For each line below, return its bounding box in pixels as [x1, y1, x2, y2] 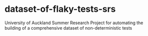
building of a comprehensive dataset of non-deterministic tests [4, 25, 132, 31]
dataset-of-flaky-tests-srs [4, 3, 116, 15]
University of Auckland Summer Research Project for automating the [4, 20, 144, 26]
